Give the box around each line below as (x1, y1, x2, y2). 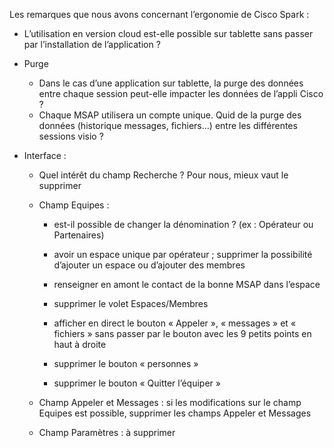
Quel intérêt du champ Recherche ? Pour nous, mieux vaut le (38, 169, 289, 181)
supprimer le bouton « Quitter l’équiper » (53, 377, 221, 389)
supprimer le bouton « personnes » (53, 358, 199, 369)
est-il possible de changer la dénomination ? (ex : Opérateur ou (53, 219, 314, 230)
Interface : (23, 150, 67, 161)
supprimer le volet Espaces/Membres (53, 298, 209, 309)
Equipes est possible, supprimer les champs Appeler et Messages (38, 407, 312, 419)
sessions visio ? (38, 130, 104, 142)
